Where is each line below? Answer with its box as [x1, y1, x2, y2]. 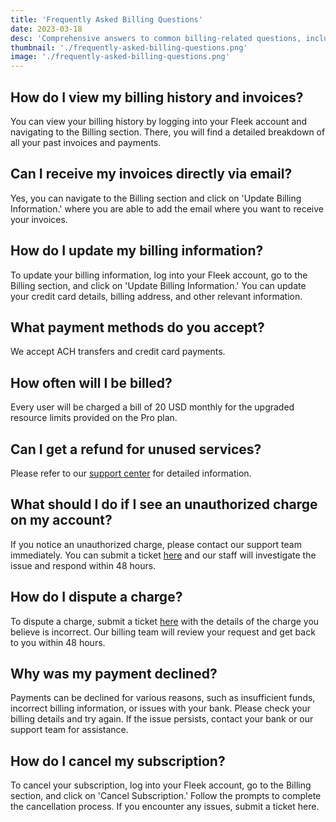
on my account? [10, 512, 113, 529]
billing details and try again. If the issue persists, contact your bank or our [10, 713, 314, 725]
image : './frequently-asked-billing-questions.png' [10, 52, 230, 62]
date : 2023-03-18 [10, 24, 83, 34]
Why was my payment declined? [10, 666, 218, 683]
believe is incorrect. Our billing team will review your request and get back [10, 626, 316, 638]
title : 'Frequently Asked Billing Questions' [10, 14, 203, 25]
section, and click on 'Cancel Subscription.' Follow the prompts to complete [10, 790, 322, 802]
